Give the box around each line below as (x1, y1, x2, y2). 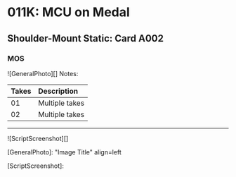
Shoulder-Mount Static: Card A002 (7, 32, 164, 44)
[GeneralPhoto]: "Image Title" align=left (7, 147, 122, 156)
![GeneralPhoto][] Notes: (7, 69, 79, 78)
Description (38, 86, 79, 96)
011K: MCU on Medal (7, 4, 130, 20)
